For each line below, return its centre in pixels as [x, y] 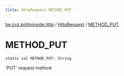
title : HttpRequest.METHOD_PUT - [41, 10]
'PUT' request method [28, 68]
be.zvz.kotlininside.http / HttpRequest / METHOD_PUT [62, 24]
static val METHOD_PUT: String [38, 58]
